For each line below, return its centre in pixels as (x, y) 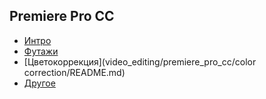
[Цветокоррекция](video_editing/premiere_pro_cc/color (140, 61)
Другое (39, 83)
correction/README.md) (74, 72)
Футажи (41, 51)
